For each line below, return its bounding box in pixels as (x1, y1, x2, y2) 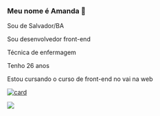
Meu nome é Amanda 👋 (7, 6, 86, 16)
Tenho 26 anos (7, 62, 50, 70)
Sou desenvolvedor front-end (7, 35, 91, 43)
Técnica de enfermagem (7, 48, 77, 57)
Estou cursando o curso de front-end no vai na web (7, 75, 153, 83)
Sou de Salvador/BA (7, 22, 64, 30)
